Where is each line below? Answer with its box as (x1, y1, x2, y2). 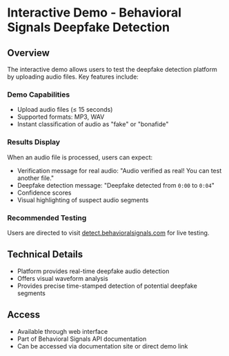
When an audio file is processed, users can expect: (7, 153, 153, 161)
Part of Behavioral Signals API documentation (17, 335, 147, 343)
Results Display (7, 137, 61, 147)
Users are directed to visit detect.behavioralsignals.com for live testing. (7, 228, 210, 237)
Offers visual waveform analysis (17, 274, 109, 282)
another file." (17, 174, 54, 182)
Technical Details (7, 248, 83, 260)
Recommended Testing (7, 212, 87, 222)
